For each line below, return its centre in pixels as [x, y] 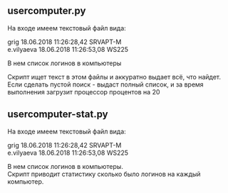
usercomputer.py [47, 11]
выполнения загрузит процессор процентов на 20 [84, 92]
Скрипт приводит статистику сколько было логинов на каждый [104, 174]
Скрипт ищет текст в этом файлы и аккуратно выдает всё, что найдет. [114, 77]
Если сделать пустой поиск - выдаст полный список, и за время [106, 84]
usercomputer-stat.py [58, 115]
